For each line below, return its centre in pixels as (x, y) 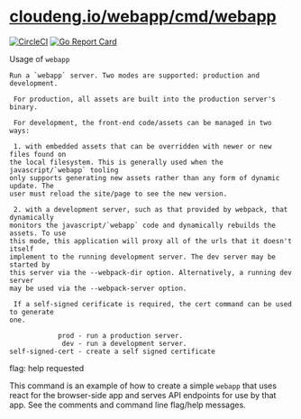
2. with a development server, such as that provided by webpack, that (150, 209)
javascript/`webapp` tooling (64, 170)
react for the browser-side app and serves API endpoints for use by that (143, 395)
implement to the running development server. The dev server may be (143, 257)
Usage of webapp (40, 59)
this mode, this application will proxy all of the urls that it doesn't (151, 241)
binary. (24, 107)
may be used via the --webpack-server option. (98, 288)
